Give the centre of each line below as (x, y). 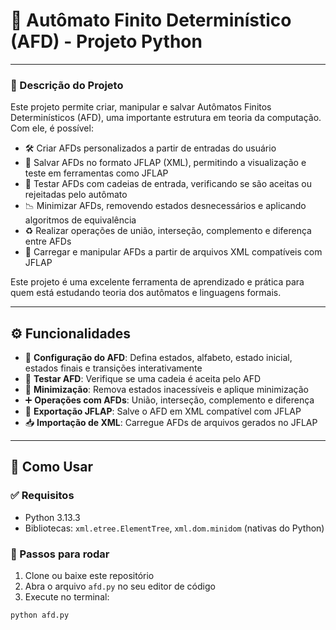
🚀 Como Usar (52, 467)
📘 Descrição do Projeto (67, 85)
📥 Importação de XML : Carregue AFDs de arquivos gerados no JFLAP (171, 423)
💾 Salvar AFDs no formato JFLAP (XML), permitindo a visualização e (165, 163)
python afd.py (40, 615)
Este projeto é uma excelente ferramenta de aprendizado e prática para (157, 282)
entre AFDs (48, 241)
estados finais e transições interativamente (113, 368)
